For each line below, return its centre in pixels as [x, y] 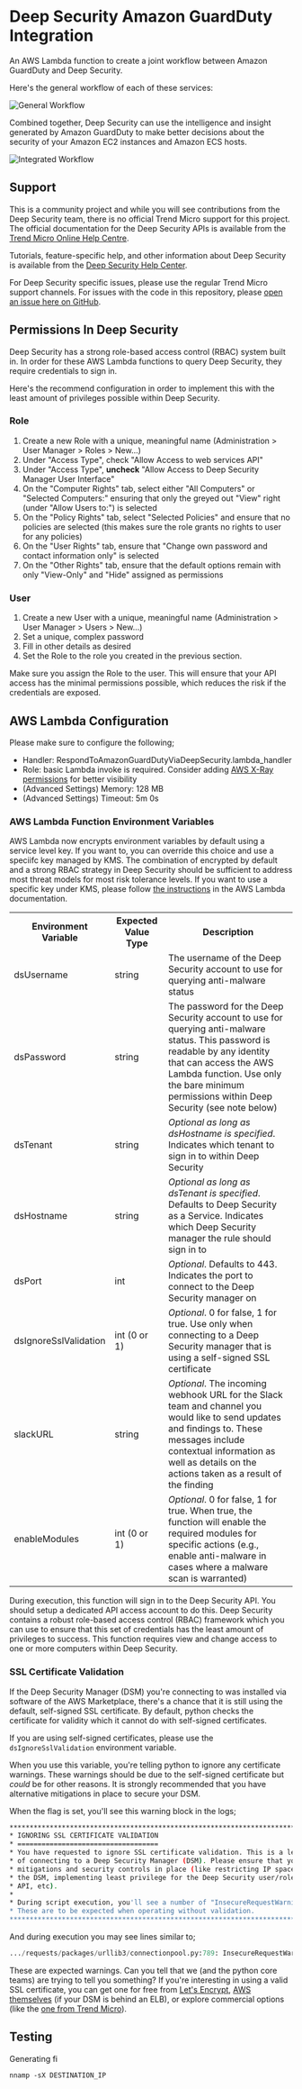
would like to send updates [224, 1418]
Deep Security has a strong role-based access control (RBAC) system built [147, 351]
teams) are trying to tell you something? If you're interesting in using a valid [149, 1980]
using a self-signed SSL [219, 1358]
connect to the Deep [211, 1287]
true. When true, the [210, 1511]
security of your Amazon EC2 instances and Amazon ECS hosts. [128, 141]
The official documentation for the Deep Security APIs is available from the [148, 228]
